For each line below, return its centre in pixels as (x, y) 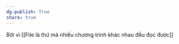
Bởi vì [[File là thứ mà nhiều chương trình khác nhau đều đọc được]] (90, 34)
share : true (21, 17)
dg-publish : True (28, 12)
